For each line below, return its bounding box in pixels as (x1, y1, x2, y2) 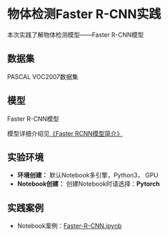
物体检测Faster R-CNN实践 (7, 6, 161, 22)
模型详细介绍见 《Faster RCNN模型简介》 (7, 129, 123, 137)
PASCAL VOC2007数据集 (7, 72, 78, 80)
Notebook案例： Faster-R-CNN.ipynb (17, 222, 122, 230)
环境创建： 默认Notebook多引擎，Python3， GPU (17, 171, 159, 179)
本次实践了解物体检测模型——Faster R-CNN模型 (7, 30, 144, 39)
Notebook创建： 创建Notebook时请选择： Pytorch (17, 179, 160, 188)
